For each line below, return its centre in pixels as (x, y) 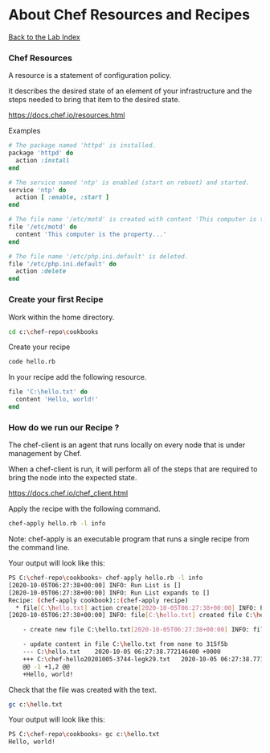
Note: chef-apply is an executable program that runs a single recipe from (129, 539)
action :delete (41, 271)
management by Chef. (45, 454)
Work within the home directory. (61, 317)
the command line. (39, 548)
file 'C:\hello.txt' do (48, 392)
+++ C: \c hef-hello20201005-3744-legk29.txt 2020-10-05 (120, 659)
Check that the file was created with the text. (82, 689)
